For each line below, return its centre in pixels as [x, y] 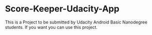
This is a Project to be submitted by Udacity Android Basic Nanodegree [76, 22]
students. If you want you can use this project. [51, 27]
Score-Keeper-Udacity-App [62, 9]
